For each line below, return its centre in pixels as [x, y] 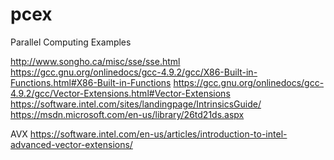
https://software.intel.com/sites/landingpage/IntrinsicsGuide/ [136, 104]
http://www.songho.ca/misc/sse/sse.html [95, 61]
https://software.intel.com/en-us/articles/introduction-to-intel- [158, 134]
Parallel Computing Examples [71, 42]
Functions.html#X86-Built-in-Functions [91, 82]
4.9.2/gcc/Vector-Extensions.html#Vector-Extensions [120, 93]
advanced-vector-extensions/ [71, 144]
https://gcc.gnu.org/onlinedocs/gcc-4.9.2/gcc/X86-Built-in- [134, 72]
